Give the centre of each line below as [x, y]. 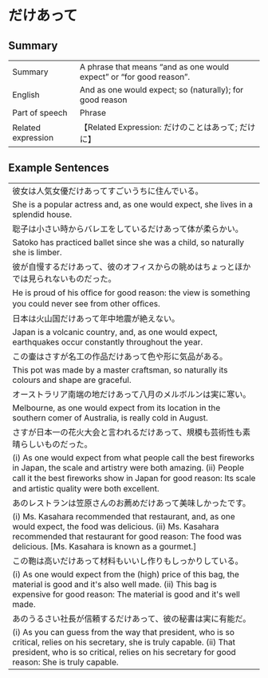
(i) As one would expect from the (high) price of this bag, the [126, 574]
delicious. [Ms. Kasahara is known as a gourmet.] [104, 546]
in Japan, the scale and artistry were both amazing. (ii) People [128, 467]
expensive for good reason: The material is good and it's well [126, 594]
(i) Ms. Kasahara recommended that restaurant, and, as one [124, 516]
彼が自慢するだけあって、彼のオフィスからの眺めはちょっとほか [132, 266]
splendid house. [42, 214]
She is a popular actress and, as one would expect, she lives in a [133, 204]
